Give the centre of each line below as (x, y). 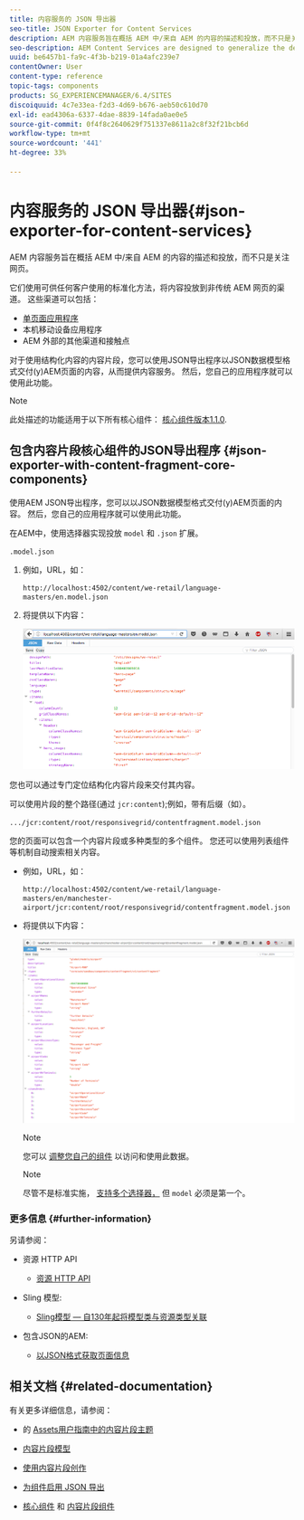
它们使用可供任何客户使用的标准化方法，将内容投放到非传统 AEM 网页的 (143, 287)
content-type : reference (56, 77)
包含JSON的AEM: (55, 1335)
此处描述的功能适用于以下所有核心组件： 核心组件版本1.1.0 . (119, 419)
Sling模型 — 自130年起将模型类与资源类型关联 (122, 1316)
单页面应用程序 (50, 318)
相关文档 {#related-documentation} (111, 1387)
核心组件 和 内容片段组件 (68, 1506)
